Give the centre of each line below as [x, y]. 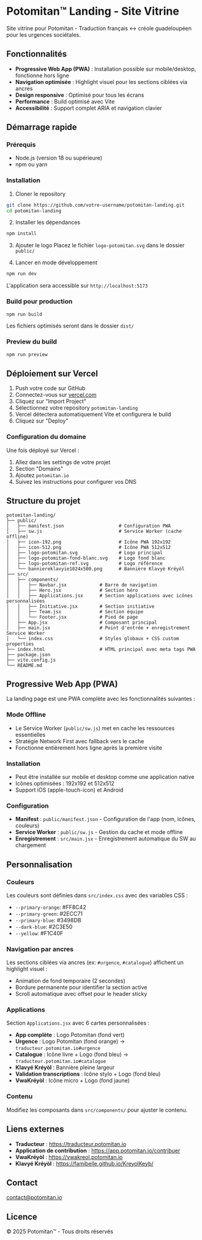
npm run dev [21, 274]
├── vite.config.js [31, 660]
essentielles [30, 735]
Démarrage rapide [42, 127]
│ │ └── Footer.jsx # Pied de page [72, 617]
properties [20, 644]
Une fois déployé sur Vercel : [43, 450]
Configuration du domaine [46, 437]
